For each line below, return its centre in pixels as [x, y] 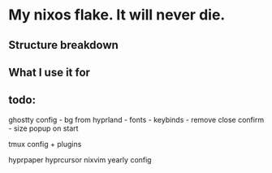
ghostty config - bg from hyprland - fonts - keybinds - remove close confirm [136, 119]
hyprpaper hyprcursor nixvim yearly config [80, 159]
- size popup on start [43, 128]
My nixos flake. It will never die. [117, 15]
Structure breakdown [64, 45]
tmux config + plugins [45, 144]
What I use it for [50, 72]
